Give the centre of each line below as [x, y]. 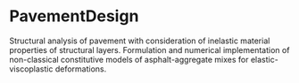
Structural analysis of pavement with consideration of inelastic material [140, 41]
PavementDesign [74, 16]
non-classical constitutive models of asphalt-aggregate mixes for [129, 59]
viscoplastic [31, 69]
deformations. [81, 69]
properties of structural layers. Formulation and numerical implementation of [149, 49]
